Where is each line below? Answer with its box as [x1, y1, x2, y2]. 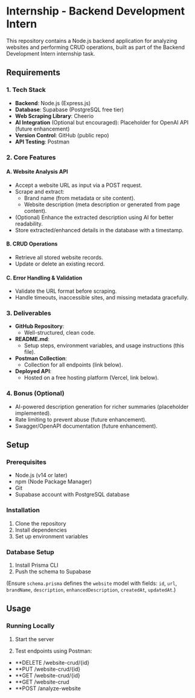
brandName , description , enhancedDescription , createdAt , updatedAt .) [6, 586, 176, 593]
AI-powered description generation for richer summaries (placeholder [14, 403, 189, 410]
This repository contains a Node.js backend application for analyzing [6, 37, 177, 44]
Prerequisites [6, 458, 46, 466]
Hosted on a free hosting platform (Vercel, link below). [24, 374, 159, 382]
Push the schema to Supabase [14, 568, 92, 575]
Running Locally [6, 622, 55, 630]
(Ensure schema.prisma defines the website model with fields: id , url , [6, 579, 177, 587]
